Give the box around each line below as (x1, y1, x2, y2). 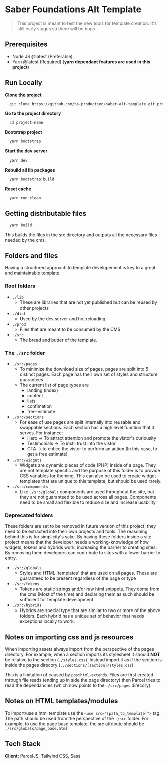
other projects (19, 304, 49, 311)
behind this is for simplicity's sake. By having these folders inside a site (5, 534, 152, 540)
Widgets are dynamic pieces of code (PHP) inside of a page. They (19, 462, 156, 468)
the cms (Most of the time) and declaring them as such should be (19, 591, 155, 597)
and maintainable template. (5, 270, 61, 276)
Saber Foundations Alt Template (5, 4, 141, 15)
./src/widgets (12, 457, 42, 463)
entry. (5, 555, 17, 561)
